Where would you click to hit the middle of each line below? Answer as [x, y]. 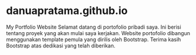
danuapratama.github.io [67, 11]
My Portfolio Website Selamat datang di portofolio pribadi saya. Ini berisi [94, 27]
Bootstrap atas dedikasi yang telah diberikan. [61, 46]
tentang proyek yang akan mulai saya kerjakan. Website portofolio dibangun [98, 33]
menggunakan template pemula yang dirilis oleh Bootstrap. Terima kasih [94, 39]
